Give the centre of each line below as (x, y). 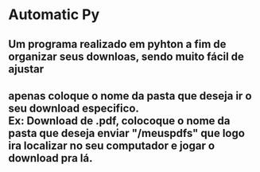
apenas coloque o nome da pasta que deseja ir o (130, 96)
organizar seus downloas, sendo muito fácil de (126, 56)
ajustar (26, 69)
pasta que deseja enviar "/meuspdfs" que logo (126, 133)
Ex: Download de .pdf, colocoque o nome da (119, 121)
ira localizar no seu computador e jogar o (112, 145)
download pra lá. (50, 158)
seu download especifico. (74, 108)
